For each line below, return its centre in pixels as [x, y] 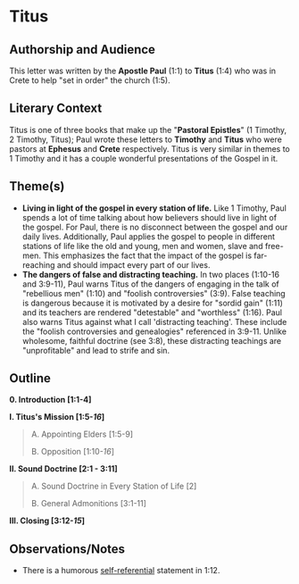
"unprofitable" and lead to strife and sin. [96, 350]
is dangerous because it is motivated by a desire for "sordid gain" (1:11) [153, 303]
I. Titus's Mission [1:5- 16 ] [57, 417]
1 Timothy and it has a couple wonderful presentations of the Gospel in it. [144, 158]
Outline [30, 378]
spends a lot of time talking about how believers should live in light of [149, 217]
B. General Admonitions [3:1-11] [89, 504]
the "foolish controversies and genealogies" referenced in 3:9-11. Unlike [154, 331]
